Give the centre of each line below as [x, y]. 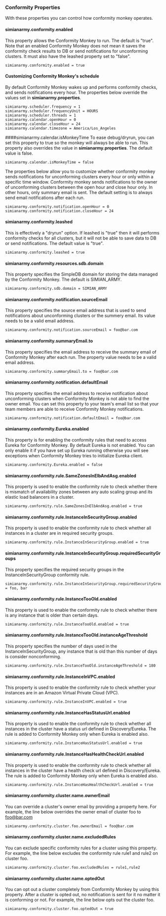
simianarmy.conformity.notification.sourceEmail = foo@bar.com [72, 330]
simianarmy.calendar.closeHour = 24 [43, 124]
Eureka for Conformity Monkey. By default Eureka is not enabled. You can [80, 445]
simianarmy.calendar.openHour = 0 [41, 119]
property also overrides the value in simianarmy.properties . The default [79, 148]
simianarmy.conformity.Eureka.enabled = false [54, 465]
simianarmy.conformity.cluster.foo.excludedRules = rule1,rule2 [73, 867]
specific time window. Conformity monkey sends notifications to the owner [81, 182]
